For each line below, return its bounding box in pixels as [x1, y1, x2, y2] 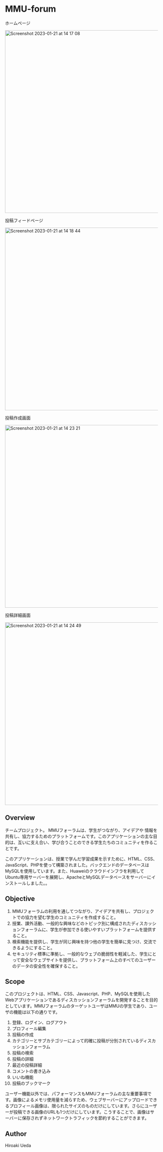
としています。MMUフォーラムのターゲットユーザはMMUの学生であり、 [5, 1003, 149, 1009]
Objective [5, 895, 35, 903]
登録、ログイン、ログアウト [12, 1019, 67, 1025]
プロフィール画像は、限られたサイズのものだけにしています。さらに [9, 1103, 145, 1109]
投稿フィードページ [5, 217, 44, 223]
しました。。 [26, 880, 50, 886]
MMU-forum [5, 3, 56, 15]
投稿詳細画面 [5, 612, 31, 618]
